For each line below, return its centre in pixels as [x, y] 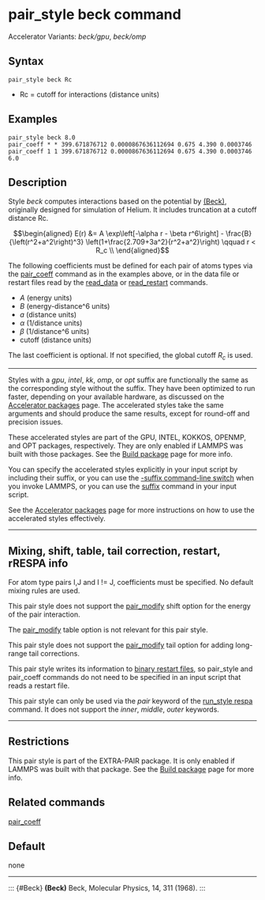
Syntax [26, 61]
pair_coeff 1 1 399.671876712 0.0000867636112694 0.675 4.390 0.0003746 [130, 151]
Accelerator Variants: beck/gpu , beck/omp [77, 36]
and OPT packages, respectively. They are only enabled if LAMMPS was [126, 446]
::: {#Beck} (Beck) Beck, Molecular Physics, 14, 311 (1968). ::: [107, 888]
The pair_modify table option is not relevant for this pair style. [108, 629]
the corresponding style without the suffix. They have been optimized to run [132, 389]
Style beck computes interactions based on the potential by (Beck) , [118, 201]
